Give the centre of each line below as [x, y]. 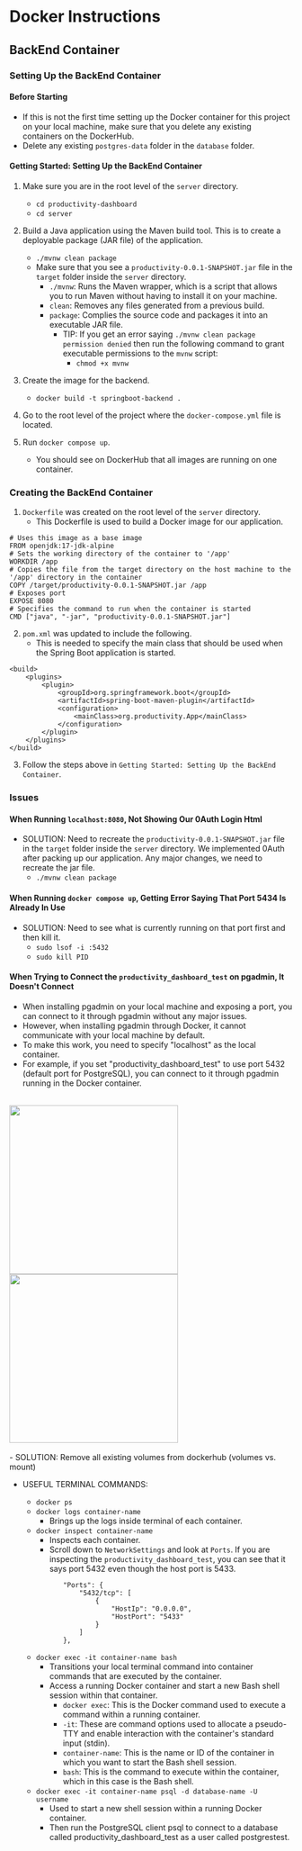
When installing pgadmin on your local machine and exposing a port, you [157, 1007]
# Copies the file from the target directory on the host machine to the [151, 570]
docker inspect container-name [94, 1531]
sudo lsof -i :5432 [72, 947]
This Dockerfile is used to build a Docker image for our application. [160, 522]
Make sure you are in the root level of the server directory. [130, 185]
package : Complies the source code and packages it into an [158, 315]
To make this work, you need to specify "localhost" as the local [139, 1044]
